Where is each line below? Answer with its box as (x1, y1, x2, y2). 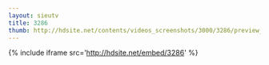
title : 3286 (8, 19, 48, 27)
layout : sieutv (8, 11, 59, 20)
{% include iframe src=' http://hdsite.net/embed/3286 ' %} (8, 48, 199, 58)
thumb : (8, 26, 30, 34)
